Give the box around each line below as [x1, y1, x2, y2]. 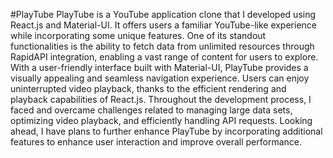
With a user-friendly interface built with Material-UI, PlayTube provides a [10, 62, 309, 73]
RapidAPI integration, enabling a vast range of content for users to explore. [10, 51, 319, 63]
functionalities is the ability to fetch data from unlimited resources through [10, 40, 315, 52]
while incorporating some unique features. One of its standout [10, 30, 267, 41]
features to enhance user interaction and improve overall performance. [10, 136, 302, 148]
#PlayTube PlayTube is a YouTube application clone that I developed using [10, 9, 317, 20]
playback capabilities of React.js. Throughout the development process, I [10, 94, 312, 105]
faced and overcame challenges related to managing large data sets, [10, 104, 293, 116]
